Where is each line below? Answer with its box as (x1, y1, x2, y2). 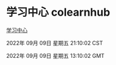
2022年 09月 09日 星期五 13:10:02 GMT (6, 52, 105, 59)
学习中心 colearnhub (6, 5, 111, 19)
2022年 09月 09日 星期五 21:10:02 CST (6, 39, 103, 46)
